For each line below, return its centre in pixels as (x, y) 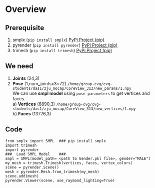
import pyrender (22, 150)
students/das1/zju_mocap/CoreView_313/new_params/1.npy (72, 88)
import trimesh (21, 145)
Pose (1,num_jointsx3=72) (39, 83)
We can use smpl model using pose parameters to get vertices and (81, 93)
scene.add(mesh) (22, 176)
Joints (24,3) (26, 78)
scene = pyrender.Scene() (32, 167)
